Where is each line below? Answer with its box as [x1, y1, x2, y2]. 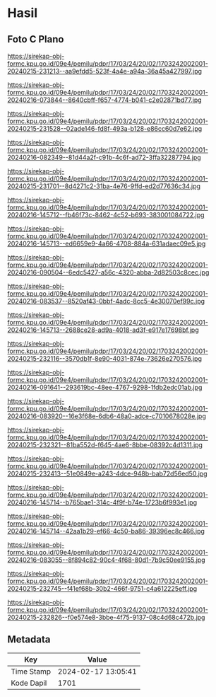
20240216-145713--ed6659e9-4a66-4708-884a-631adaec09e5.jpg [7, 239, 206, 248]
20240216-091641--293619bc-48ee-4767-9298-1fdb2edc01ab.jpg [7, 384, 203, 391]
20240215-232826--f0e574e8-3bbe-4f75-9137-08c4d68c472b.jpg [7, 614, 205, 621]
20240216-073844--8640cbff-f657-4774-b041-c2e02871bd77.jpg [7, 96, 203, 104]
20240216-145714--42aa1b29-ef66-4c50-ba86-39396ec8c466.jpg [7, 527, 205, 535]
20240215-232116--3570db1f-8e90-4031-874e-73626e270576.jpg [7, 355, 203, 362]
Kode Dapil [11, 678, 47, 688]
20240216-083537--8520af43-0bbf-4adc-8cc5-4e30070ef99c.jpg [7, 297, 205, 305]
